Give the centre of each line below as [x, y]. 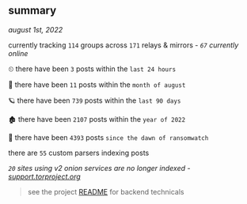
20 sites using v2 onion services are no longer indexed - [99, 168]
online [18, 53]
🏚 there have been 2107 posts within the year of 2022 [97, 119]
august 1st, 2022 [36, 29]
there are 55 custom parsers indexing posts [79, 153]
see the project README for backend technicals [106, 191]
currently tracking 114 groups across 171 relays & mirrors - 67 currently [123, 45]
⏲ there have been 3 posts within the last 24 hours [92, 69]
